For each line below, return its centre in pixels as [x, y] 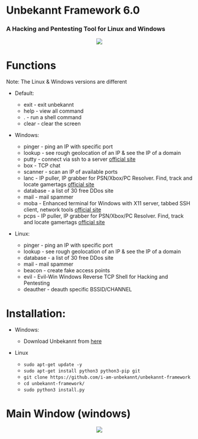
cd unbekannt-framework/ [54, 384]
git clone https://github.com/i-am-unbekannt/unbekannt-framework [107, 377]
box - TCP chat [42, 166]
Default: [24, 93]
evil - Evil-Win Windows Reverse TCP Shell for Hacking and [96, 277]
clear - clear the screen [52, 124]
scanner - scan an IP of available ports [71, 172]
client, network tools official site [62, 210]
